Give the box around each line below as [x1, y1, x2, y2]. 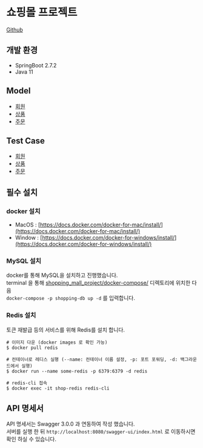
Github [6, 25, 23, 33]
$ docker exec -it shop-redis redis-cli [6, 385, 110, 392]
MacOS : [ [15, 221, 41, 228]
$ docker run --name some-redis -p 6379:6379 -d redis [6, 368, 148, 374]
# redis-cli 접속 [6, 380, 47, 386]
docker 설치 [6, 207, 41, 216]
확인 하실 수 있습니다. [6, 435, 56, 443]
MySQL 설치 [6, 256, 41, 265]
